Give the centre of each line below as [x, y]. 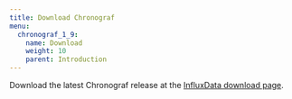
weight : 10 [46, 51]
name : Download [54, 43]
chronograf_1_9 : [48, 34]
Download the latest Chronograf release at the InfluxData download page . [147, 85]
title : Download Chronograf [62, 18]
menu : [19, 26]
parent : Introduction [66, 59]
